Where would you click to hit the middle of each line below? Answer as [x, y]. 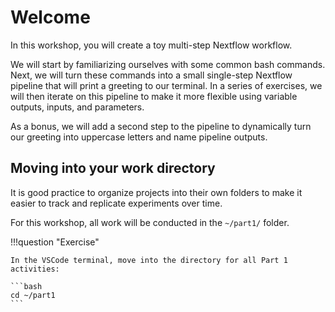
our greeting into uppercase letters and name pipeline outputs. [139, 137]
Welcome [50, 17]
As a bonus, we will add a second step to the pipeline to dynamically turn [161, 126]
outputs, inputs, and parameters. [77, 107]
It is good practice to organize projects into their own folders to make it [156, 192]
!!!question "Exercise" [55, 242]
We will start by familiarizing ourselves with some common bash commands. [168, 64]
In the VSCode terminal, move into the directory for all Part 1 [149, 260]
